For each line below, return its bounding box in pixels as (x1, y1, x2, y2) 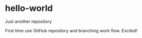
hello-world (5, 3, 53, 14)
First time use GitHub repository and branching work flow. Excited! (5, 28, 138, 33)
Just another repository (5, 19, 52, 24)
